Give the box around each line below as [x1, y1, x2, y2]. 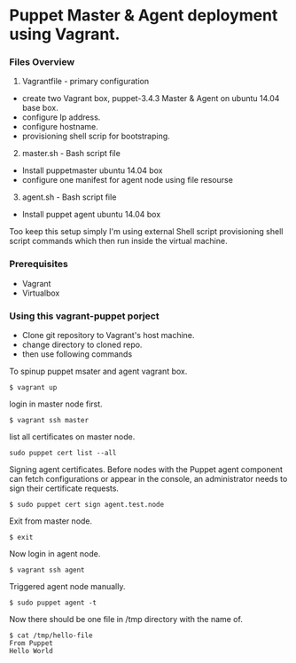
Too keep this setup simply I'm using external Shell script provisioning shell [9, 226, 284, 237]
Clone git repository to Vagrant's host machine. [21, 330, 195, 341]
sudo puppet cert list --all [9, 449, 117, 458]
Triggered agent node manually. [9, 581, 126, 592]
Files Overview [9, 56, 75, 68]
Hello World [9, 647, 53, 656]
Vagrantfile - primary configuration [21, 76, 149, 87]
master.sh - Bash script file [21, 148, 121, 159]
